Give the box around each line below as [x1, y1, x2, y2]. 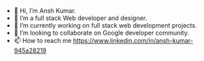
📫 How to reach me [13, 37, 72, 44]
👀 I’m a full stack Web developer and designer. [13, 14, 148, 22]
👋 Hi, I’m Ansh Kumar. [13, 7, 77, 15]
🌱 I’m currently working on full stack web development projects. [13, 21, 197, 29]
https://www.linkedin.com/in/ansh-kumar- [72, 37, 194, 44]
